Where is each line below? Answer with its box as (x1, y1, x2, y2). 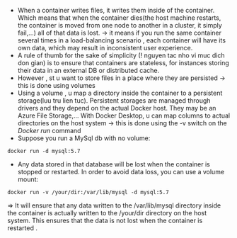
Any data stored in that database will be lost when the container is (17, 160, 210, 169)
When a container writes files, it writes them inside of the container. (17, 6, 215, 14)
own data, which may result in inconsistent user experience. (17, 44, 193, 52)
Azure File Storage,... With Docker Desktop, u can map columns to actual (17, 111, 231, 120)
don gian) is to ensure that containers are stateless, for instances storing (17, 59, 230, 67)
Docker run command (17, 127, 81, 135)
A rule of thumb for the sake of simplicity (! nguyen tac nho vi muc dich (17, 51, 225, 59)
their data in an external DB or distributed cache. (17, 67, 160, 74)
